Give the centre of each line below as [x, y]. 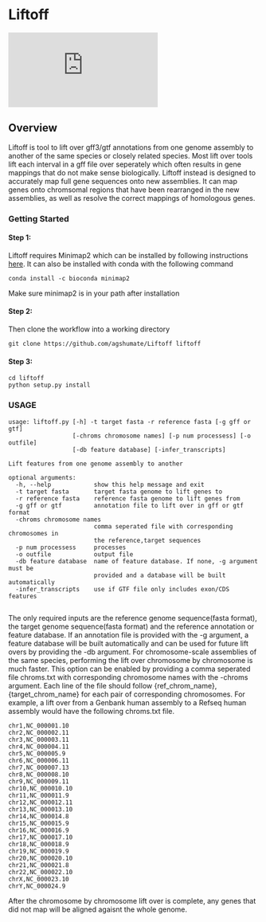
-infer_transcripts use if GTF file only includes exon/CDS [122, 589]
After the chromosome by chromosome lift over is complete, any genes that [132, 900]
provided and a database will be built [160, 575]
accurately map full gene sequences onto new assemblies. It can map [123, 181]
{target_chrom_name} [44, 694]
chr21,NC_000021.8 [39, 865]
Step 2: [21, 312]
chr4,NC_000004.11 [39, 747]
